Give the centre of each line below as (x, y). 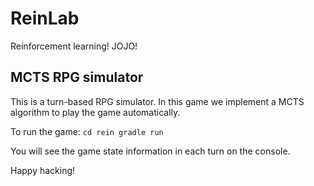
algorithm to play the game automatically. (95, 112)
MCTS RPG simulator (77, 77)
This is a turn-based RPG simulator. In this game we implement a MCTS (157, 101)
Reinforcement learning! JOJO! (74, 46)
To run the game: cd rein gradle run (87, 131)
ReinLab (45, 18)
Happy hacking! (43, 170)
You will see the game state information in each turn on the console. (150, 151)
